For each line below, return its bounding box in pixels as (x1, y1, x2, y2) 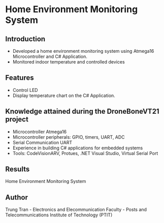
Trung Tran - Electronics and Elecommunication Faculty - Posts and (5, 207, 147, 213)
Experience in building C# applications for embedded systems (12, 145, 143, 151)
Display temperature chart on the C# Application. (12, 92, 115, 99)
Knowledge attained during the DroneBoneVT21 (5, 107, 159, 116)
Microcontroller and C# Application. (12, 53, 88, 59)
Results (5, 165, 30, 174)
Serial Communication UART (12, 139, 73, 145)
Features (5, 74, 34, 82)
